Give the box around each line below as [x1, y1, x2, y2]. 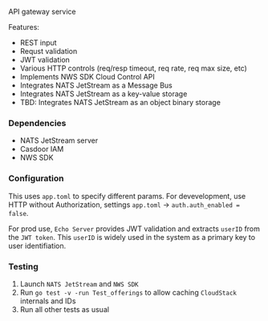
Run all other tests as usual [19, 304, 110, 314]
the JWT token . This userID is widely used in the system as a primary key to [8, 232, 255, 242]
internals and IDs [19, 296, 76, 306]
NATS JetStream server [19, 136, 99, 145]
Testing [8, 261, 39, 272]
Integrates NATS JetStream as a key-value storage [19, 89, 188, 99]
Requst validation [19, 47, 78, 55]
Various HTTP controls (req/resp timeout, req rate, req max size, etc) [19, 63, 247, 73]
